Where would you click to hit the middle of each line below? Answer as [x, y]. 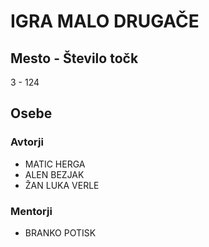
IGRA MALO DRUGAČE [105, 21]
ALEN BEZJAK [54, 174]
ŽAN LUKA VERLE [62, 185]
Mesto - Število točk [74, 58]
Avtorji [27, 142]
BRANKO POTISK [60, 232]
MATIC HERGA [55, 164]
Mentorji [31, 211]
